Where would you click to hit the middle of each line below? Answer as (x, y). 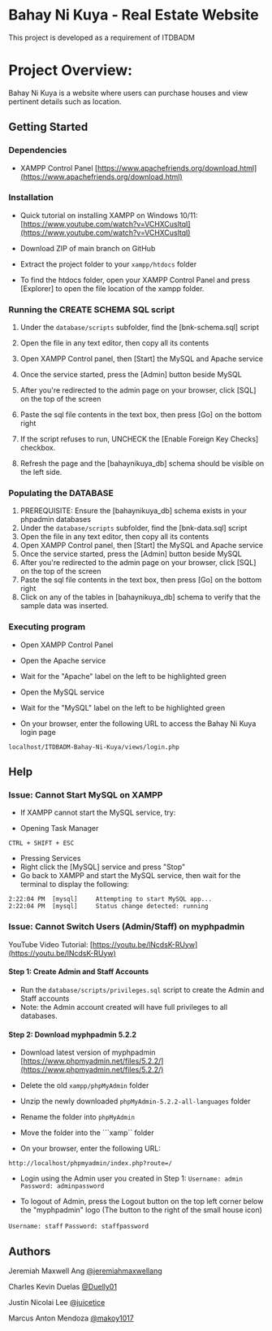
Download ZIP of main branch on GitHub (88, 248)
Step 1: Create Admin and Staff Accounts (79, 972)
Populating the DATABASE (61, 494)
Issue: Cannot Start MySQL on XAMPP (86, 795)
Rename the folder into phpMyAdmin (78, 1117)
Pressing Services (50, 859)
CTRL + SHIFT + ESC (41, 843)
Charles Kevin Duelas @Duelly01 (63, 1286)
